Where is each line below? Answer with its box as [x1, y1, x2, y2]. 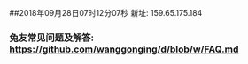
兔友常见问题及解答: [9, 32, 95, 44]
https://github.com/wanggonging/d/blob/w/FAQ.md [9, 43, 239, 55]
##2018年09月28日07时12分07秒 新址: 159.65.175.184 [9, 8, 203, 18]
